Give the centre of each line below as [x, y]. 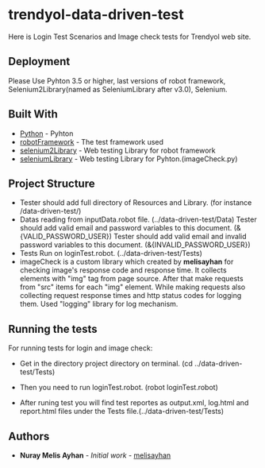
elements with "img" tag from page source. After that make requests [131, 279]
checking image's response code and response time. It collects [123, 270]
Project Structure [52, 183]
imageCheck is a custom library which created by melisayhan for [127, 262]
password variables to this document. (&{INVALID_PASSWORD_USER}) [135, 245]
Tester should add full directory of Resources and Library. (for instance [136, 203]
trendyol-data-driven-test [96, 15]
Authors [29, 436]
